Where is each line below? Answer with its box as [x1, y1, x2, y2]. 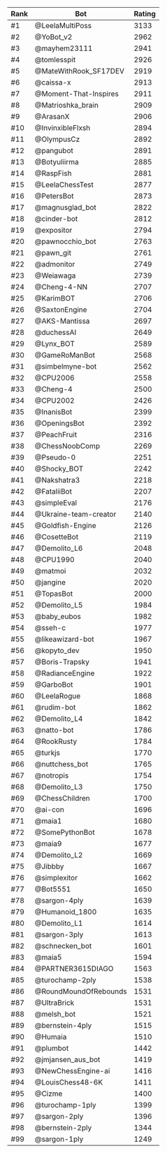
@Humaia [34, 1032, 67, 1041]
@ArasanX [34, 112, 70, 121]
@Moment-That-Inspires [34, 89, 119, 99]
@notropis [34, 771, 69, 780]
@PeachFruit [34, 430, 78, 439]
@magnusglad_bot [34, 203, 96, 212]
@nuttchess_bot [34, 759, 89, 768]
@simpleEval [34, 498, 78, 508]
